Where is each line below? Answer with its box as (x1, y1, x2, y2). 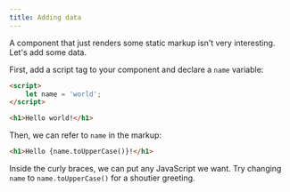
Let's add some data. (9, 46, 87, 58)
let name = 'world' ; (25, 90, 102, 99)
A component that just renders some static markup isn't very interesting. (9, 37, 276, 48)
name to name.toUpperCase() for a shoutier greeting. (9, 172, 195, 183)
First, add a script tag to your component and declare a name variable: (9, 64, 264, 75)
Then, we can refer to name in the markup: (9, 130, 162, 140)
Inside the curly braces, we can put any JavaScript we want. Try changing (9, 164, 282, 173)
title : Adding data (9, 12, 82, 22)
